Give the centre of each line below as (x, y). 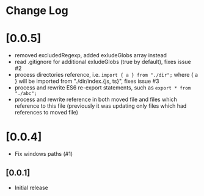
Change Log (37, 11)
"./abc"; (26, 94)
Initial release (31, 187)
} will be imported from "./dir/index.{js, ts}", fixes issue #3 (87, 81)
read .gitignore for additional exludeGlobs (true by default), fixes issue (103, 62)
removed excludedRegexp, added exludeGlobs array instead (91, 55)
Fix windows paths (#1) (44, 154)
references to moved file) (46, 113)
